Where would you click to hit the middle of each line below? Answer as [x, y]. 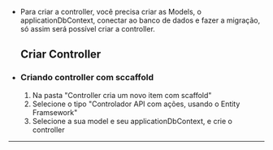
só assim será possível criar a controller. [88, 29]
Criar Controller [61, 55]
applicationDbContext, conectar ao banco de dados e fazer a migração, [140, 20]
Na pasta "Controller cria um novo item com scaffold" [122, 95]
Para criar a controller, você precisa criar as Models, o [110, 12]
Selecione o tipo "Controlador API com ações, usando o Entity [136, 104]
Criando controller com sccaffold [87, 78]
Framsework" [55, 112]
